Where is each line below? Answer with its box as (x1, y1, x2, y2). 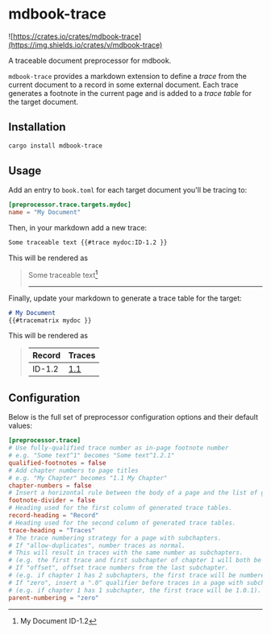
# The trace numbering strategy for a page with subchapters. (8, 533, 222, 542)
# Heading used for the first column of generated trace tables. (8, 504, 232, 512)
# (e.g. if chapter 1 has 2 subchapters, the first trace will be (8, 571, 236, 580)
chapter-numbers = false (8, 481, 92, 490)
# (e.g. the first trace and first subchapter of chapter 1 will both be (8, 557, 262, 565)
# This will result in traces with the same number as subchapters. (8, 549, 244, 557)
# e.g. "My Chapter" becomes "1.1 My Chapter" (8, 474, 168, 482)
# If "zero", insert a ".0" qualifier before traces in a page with (8, 578, 244, 586)
